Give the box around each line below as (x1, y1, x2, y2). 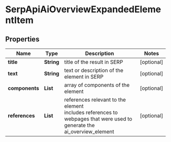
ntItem (5, 14, 34, 26)
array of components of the (64, 82, 130, 88)
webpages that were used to (64, 115, 132, 122)
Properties (5, 35, 40, 43)
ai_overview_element (64, 128, 115, 135)
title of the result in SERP (64, 59, 123, 65)
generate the (64, 122, 95, 129)
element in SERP (64, 73, 104, 80)
